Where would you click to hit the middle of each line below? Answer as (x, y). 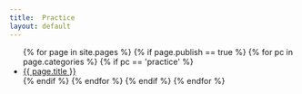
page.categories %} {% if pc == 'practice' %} (108, 61)
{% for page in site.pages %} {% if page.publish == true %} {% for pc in (158, 52)
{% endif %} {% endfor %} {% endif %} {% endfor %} (124, 80)
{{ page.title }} (49, 71)
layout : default (40, 26)
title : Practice (42, 18)
